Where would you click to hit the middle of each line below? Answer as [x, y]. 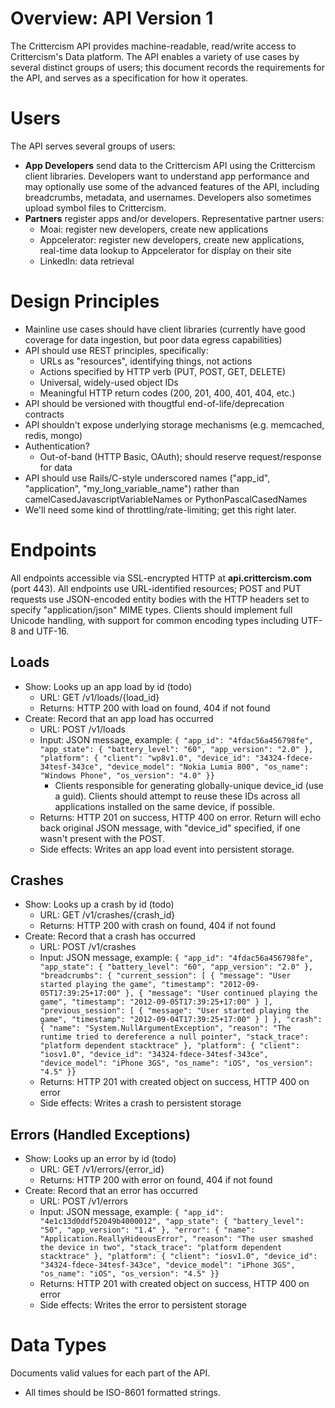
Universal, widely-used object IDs [109, 382]
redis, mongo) [53, 435]
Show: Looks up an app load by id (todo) [108, 686]
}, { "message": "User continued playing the [221, 993]
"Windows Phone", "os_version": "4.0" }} [127, 775]
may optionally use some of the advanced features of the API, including [172, 186]
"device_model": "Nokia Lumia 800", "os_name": [208, 767]
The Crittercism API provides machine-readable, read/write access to [153, 46]
